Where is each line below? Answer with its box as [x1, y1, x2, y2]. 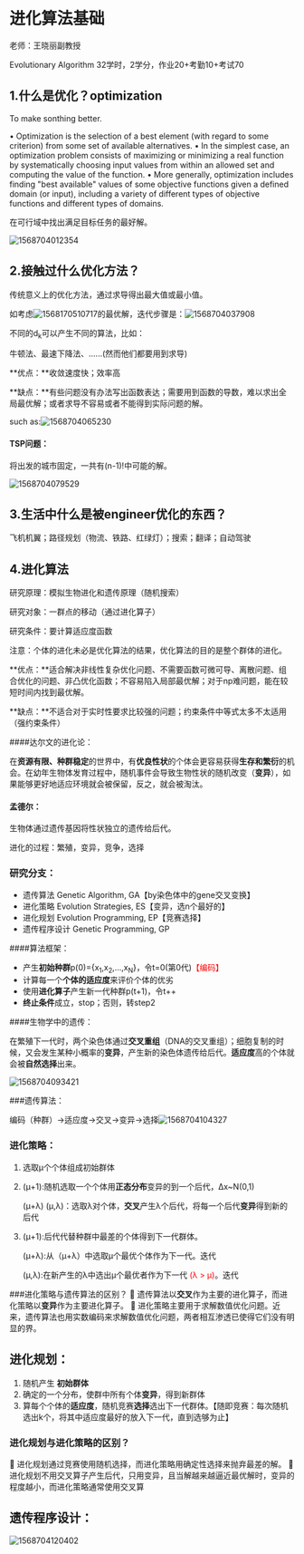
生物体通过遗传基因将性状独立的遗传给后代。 [9, 823, 176, 834]
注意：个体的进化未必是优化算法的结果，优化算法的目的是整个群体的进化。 [9, 645, 287, 656]
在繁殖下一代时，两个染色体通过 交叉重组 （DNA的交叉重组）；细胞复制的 [9, 1036, 277, 1047]
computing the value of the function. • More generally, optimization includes [9, 169, 294, 179]
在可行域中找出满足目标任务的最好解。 [9, 217, 152, 227]
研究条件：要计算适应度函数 [9, 626, 113, 637]
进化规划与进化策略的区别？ [9, 1436, 130, 1449]
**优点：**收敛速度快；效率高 [9, 368, 121, 379]
